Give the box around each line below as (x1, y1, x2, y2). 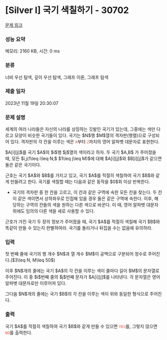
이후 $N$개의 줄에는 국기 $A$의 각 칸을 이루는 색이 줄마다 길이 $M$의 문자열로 (5, 268, 160, 274)
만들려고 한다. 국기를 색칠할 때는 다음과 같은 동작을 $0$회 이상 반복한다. (10, 178, 151, 185)
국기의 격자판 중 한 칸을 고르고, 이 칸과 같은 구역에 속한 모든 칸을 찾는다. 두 (12, 189, 157, 195)
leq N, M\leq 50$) (19, 257, 56, 263)
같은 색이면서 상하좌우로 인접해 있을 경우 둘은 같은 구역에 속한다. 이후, (17, 195, 154, 201)
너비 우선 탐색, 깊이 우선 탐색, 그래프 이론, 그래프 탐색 (5, 74, 109, 80)
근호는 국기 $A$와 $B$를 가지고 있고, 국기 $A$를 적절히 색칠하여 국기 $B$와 (5, 172, 155, 178)
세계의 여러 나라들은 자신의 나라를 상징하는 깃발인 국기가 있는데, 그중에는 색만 (5, 126, 156, 132)
